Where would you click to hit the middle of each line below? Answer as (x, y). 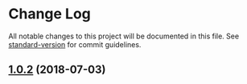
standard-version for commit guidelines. (75, 44)
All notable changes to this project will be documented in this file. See (124, 36)
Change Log (49, 14)
